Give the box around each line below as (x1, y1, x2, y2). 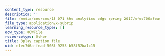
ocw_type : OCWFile (5, 30, 43, 35)
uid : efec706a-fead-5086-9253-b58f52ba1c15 (5, 43, 96, 48)
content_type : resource (5, 7, 54, 12)
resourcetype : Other (5, 35, 48, 39)
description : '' (5, 12, 38, 17)
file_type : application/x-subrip (5, 20, 74, 26)
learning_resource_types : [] (5, 25, 65, 30)
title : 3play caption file (5, 39, 60, 44)
